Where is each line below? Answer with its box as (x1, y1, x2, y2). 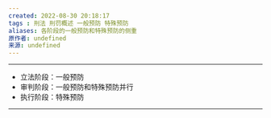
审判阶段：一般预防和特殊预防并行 (19, 82, 134, 92)
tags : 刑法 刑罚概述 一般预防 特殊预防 (8, 19, 129, 27)
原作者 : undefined (8, 34, 67, 43)
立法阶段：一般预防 (19, 72, 85, 82)
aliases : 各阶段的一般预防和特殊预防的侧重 (8, 26, 137, 35)
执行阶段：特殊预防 (19, 92, 85, 102)
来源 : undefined (8, 42, 60, 50)
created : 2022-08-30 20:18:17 (8, 11, 110, 20)
